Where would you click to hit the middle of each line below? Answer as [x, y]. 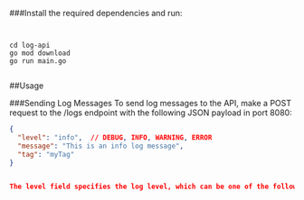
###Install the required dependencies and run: [96, 13]
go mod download [40, 53]
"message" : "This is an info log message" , [100, 146]
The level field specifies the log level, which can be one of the [139, 187]
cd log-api [30, 45]
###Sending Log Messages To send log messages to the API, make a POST [151, 103]
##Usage [27, 86]
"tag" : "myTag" [46, 154]
